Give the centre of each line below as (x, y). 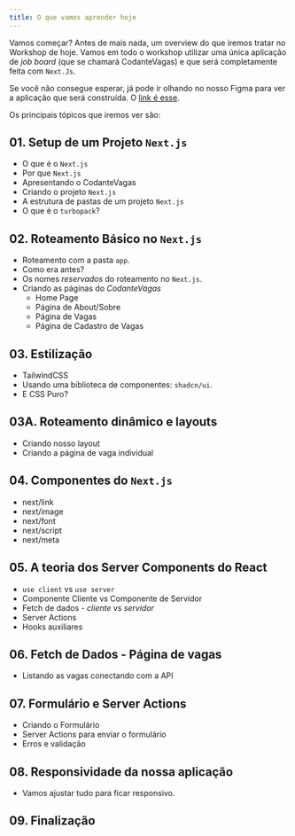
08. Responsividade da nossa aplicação (121, 772)
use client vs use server (68, 589)
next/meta (41, 539)
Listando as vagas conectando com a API (98, 676)
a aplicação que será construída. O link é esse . (94, 98)
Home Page (57, 298)
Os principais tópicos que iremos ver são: (85, 114)
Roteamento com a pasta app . (76, 260)
